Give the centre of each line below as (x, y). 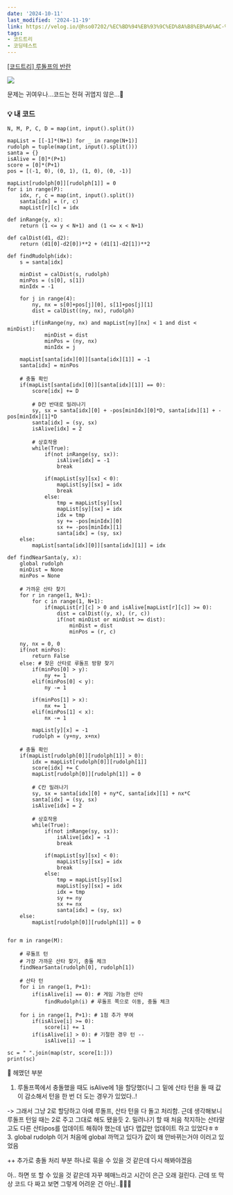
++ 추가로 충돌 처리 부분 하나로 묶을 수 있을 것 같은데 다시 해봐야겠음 (100, 1160)
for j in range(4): (48, 299)
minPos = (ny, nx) (71, 341)
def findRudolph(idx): (40, 256)
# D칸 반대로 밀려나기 (59, 405)
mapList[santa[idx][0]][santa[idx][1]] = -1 (85, 359)
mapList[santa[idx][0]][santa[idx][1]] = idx (99, 545)
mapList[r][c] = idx (49, 208)
